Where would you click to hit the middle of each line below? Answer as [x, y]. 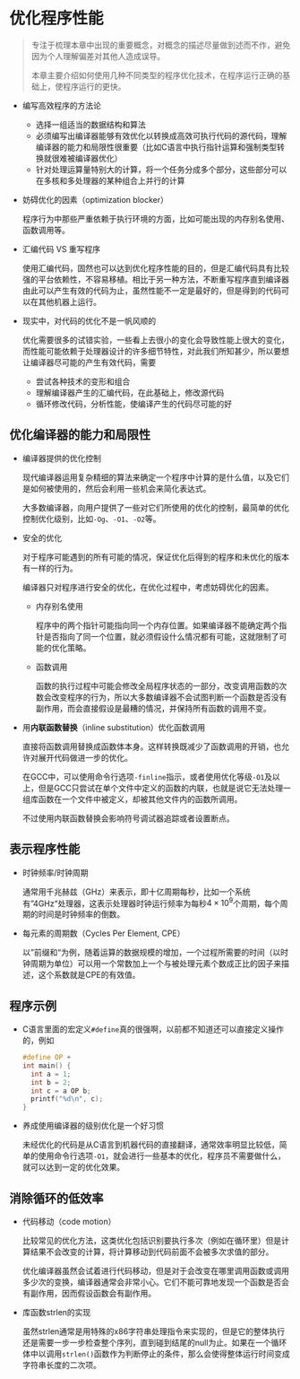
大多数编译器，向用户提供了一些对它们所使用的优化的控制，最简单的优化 [155, 507]
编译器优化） [99, 158]
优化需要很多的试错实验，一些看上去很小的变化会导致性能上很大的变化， [155, 340]
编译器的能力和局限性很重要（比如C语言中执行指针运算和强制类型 [156, 147]
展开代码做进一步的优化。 [85, 757]
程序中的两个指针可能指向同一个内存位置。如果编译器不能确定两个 [157, 625]
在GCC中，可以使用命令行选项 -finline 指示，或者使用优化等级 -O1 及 [147, 776]
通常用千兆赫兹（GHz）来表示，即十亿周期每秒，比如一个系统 [136, 891]
